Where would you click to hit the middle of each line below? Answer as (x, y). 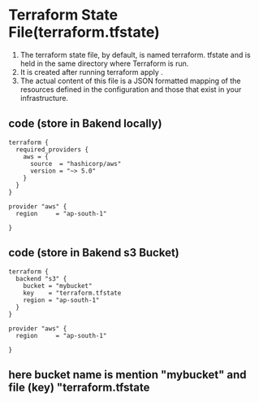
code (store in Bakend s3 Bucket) (94, 253)
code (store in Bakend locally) (85, 124)
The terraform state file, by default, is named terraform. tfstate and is (135, 55)
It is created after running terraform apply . (92, 72)
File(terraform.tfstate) (84, 32)
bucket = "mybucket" (58, 286)
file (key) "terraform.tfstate (79, 387)
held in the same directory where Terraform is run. (104, 63)
